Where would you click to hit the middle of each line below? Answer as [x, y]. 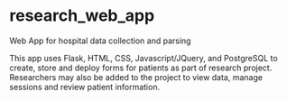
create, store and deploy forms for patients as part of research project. [141, 68]
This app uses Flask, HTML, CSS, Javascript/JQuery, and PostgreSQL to [143, 58]
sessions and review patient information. [85, 87]
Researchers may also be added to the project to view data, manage [136, 77]
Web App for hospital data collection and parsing [100, 41]
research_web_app [82, 16]
